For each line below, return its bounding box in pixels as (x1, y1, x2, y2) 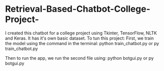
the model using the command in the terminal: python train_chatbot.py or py (5, 40, 159, 46)
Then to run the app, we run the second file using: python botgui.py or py (5, 55, 154, 61)
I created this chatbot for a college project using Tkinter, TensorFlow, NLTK (5, 30, 157, 36)
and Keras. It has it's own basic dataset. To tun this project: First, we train (5, 35, 154, 41)
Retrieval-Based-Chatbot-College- (5, 3, 151, 15)
